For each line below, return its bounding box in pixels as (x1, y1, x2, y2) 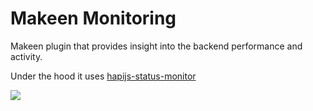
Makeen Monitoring (10, 7, 177, 30)
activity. (10, 50, 43, 62)
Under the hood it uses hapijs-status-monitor (10, 70, 197, 82)
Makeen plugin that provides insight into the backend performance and (10, 40, 303, 52)
